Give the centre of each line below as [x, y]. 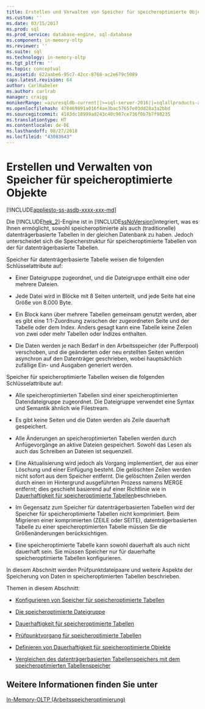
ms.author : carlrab [31, 92]
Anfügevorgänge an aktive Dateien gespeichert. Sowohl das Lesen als [103, 444]
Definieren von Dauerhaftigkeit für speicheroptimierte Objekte [93, 647]
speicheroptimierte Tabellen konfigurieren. [69, 558]
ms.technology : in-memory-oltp [46, 57]
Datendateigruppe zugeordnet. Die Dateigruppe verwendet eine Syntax [105, 401]
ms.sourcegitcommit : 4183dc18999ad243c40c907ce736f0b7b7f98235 [88, 114]
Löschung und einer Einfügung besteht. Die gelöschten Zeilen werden [103, 469]
